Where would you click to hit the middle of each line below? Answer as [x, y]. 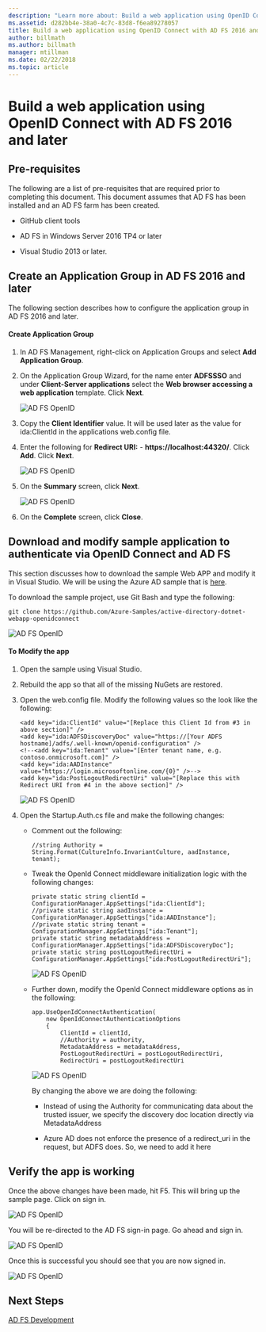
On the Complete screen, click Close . [81, 517]
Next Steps [36, 1301]
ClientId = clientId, [96, 1033]
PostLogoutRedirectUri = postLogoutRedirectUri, [142, 1054]
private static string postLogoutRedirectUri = [111, 952]
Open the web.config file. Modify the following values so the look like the [139, 699]
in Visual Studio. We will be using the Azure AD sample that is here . [118, 582]
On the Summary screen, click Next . [80, 486]
